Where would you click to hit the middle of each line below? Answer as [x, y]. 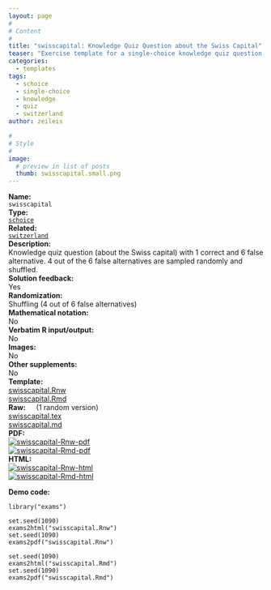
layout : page [30, 16]
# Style [21, 143]
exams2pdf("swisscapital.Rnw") [61, 543]
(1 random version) [67, 408]
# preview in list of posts [63, 166]
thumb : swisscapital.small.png [68, 174]
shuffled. [23, 270]
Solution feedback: [41, 278]
